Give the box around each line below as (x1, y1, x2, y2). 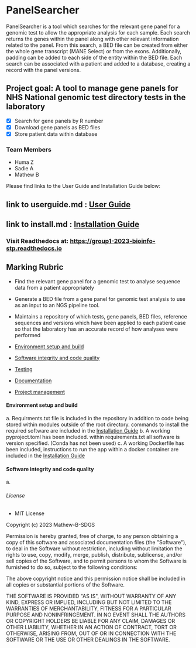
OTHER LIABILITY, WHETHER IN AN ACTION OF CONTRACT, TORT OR (6, 624, 177, 631)
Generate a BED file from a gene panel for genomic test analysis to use (14, 295, 185, 302)
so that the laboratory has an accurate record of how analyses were (14, 325, 178, 332)
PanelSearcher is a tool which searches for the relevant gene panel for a (6, 23, 180, 30)
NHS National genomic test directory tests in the (6, 92, 186, 102)
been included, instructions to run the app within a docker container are (6, 445, 179, 452)
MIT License (14, 510, 45, 517)
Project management (14, 388, 66, 395)
